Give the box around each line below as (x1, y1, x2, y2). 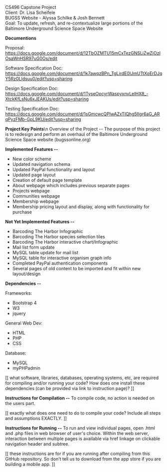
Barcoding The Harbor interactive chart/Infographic (12, 239, 118, 245)
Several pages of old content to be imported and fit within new (12, 266, 141, 271)
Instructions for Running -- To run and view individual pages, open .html (5, 425, 156, 431)
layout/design (12, 271, 41, 277)
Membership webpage (12, 198, 59, 204)
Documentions (5, 35, 36, 41)
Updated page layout (12, 172, 56, 178)
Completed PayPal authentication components (12, 260, 108, 266)
